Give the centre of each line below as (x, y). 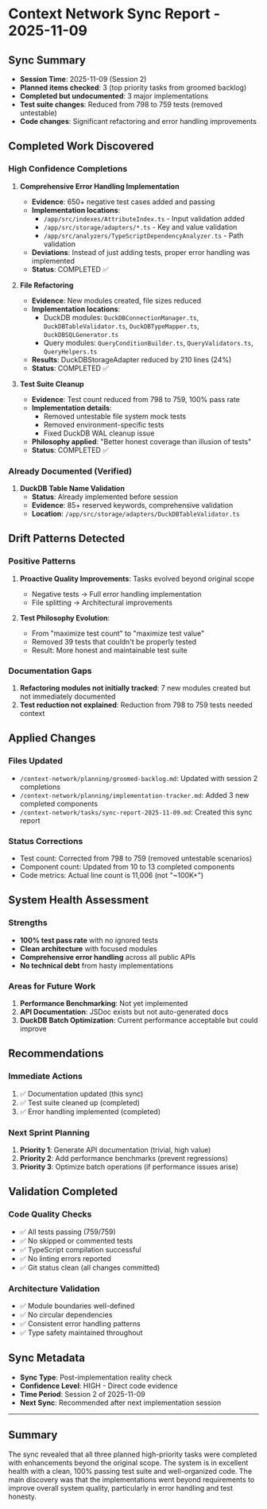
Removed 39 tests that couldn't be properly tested (114, 641)
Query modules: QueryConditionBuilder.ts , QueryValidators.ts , (148, 342)
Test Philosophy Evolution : (65, 617)
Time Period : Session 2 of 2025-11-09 (82, 1394)
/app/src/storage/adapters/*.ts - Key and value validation (140, 226)
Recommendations (56, 1054)
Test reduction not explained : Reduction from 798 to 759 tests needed (136, 705)
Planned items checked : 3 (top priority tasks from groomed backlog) (133, 87)
